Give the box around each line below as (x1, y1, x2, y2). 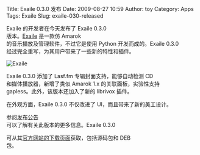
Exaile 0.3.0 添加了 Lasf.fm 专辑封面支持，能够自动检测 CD (6, 73, 154, 79)
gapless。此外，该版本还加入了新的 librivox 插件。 (6, 88, 133, 95)
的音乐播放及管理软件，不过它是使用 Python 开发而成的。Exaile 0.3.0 (6, 40, 179, 47)
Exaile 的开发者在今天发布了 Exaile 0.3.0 (6, 25, 107, 32)
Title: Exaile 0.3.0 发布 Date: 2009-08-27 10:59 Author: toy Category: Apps (6, 5, 194, 12)
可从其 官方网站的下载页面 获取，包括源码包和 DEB (6, 134, 131, 142)
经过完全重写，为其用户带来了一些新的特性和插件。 (6, 48, 135, 55)
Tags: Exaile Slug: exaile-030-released (6, 12, 104, 20)
